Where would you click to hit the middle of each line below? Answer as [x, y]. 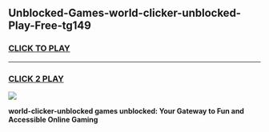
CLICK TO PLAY [39, 49]
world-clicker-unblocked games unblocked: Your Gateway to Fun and [126, 110]
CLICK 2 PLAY [36, 78]
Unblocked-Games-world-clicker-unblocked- [125, 13]
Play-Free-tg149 [50, 26]
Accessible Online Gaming [53, 119]
